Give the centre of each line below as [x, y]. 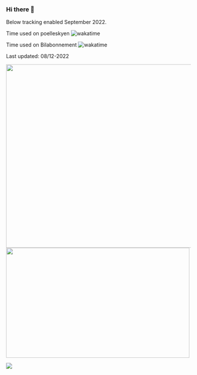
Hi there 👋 [21, 9]
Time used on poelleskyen [38, 33]
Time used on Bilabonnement [42, 45]
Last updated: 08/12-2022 [38, 56]
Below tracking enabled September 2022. [56, 22]
